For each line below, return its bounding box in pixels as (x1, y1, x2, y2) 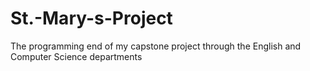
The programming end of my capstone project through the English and (10, 40, 302, 52)
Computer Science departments (10, 50, 143, 62)
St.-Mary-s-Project (10, 7, 173, 30)
